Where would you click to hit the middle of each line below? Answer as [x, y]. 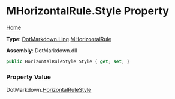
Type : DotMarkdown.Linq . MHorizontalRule [59, 39]
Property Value [29, 77]
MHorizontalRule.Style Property [88, 11]
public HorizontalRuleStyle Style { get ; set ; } [68, 61]
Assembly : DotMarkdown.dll [42, 50]
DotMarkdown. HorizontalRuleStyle [49, 90]
